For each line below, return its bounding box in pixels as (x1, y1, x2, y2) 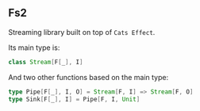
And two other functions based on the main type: (8, 72, 169, 82)
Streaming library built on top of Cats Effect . (8, 27, 156, 36)
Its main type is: (8, 43, 60, 52)
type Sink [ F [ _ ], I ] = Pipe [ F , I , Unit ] (8, 95, 140, 103)
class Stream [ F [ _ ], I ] (8, 58, 83, 66)
